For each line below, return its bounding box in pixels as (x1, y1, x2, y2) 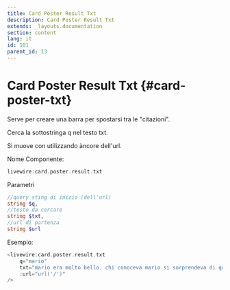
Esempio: (7, 238, 34, 246)
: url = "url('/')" (19, 270, 66, 278)
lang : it (7, 36, 32, 43)
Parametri (7, 180, 35, 189)
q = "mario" (19, 258, 48, 265)
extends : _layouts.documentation (7, 23, 103, 29)
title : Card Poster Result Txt (7, 10, 97, 17)
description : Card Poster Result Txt (7, 16, 115, 23)
